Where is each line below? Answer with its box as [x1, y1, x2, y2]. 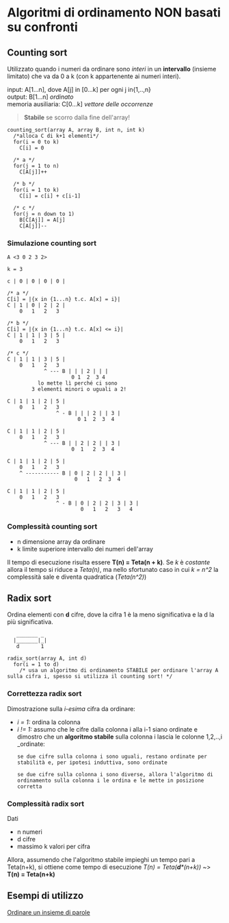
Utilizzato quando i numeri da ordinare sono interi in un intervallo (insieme [7, 65, 217, 73]
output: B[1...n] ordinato [7, 93, 74, 101]
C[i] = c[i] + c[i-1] [19, 193, 81, 200]
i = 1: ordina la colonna [16, 718, 81, 726]
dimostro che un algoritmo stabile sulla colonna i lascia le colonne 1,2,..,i [16, 732, 223, 741]
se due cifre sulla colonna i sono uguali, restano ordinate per [16, 753, 207, 760]
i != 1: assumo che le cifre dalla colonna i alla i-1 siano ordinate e [16, 725, 198, 733]
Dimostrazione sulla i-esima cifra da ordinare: [7, 704, 135, 712]
